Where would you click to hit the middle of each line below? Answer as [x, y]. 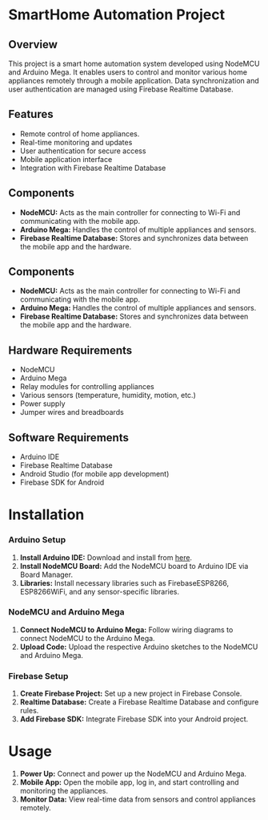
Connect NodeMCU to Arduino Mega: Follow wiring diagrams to [126, 629]
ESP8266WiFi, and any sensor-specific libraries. [100, 591]
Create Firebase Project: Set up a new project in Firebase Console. [131, 694]
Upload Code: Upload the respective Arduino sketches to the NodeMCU [139, 647]
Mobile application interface [66, 159]
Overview [33, 45]
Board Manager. [46, 574]
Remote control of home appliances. [80, 133]
